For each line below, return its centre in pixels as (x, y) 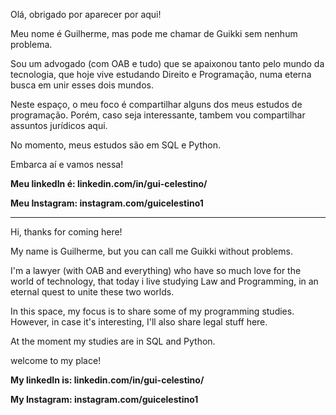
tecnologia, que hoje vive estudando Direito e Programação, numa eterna (161, 74)
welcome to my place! (56, 360)
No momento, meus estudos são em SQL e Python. (115, 145)
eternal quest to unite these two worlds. (92, 292)
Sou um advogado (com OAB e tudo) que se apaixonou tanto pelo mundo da (167, 63)
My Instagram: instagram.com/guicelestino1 (104, 399)
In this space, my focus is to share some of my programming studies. (152, 311)
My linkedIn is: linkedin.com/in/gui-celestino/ (107, 380)
